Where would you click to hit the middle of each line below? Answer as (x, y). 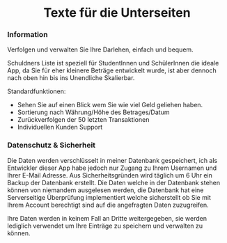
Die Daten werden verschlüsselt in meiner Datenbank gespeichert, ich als (112, 160)
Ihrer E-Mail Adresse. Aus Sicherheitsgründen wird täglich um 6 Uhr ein (110, 175)
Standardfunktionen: (37, 91)
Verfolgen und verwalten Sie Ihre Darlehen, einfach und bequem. (100, 49)
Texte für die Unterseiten (117, 13)
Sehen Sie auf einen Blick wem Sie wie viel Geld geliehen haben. (110, 105)
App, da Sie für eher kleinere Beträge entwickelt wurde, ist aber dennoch (112, 70)
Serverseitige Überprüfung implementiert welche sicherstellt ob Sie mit (109, 197)
